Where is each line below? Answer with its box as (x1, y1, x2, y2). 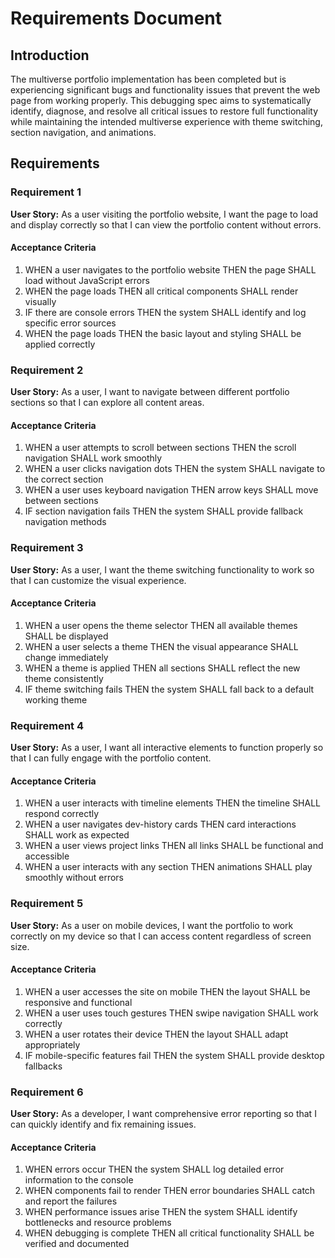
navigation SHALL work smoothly (24, 452, 163, 464)
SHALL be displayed (24, 630, 109, 642)
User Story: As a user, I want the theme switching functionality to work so (10, 563, 315, 576)
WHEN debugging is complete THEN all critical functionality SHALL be (24, 1227, 315, 1239)
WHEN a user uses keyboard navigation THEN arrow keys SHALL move (24, 484, 319, 496)
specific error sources (24, 317, 117, 329)
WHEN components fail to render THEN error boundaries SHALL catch (24, 1185, 316, 1197)
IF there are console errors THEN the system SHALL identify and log (24, 306, 307, 318)
